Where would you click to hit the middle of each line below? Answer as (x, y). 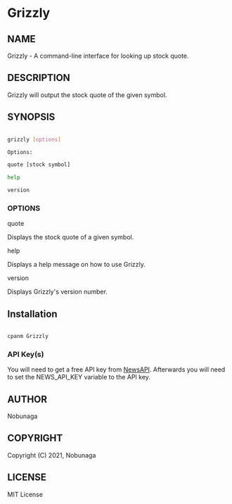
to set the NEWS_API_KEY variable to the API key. (79, 377)
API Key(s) (26, 354)
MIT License (25, 494)
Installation (32, 314)
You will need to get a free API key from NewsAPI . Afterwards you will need (116, 370)
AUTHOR (27, 399)
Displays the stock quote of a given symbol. (71, 237)
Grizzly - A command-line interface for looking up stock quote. (98, 56)
